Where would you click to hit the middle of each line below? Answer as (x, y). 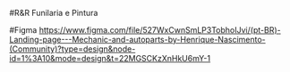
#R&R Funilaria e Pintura (54, 13)
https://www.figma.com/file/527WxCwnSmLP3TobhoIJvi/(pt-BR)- (160, 30)
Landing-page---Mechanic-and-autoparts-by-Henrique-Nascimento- (137, 40)
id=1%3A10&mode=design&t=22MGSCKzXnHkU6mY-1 (110, 58)
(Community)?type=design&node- (72, 49)
